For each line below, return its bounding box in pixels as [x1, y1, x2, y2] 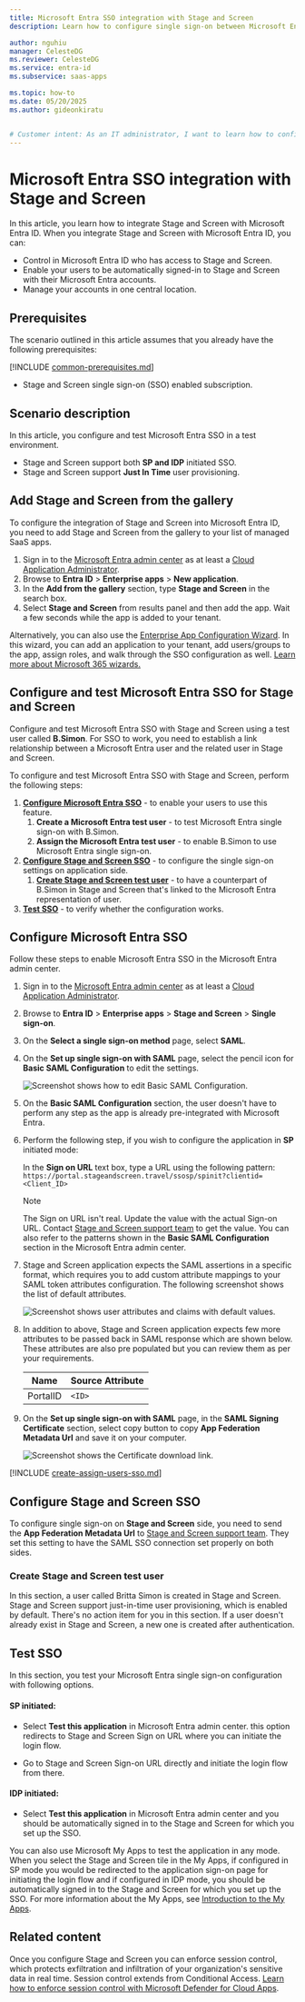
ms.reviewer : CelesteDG [9, 55, 100, 65]
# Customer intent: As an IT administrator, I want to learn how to [9, 129, 274, 139]
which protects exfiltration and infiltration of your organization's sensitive [9, 1963, 283, 1974]
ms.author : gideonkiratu [9, 105, 103, 115]
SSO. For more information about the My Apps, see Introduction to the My [9, 1893, 285, 1904]
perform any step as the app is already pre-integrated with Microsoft [22, 1108, 280, 1119]
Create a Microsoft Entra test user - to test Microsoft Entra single [35, 816, 283, 827]
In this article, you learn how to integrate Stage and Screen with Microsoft [9, 218, 285, 229]
